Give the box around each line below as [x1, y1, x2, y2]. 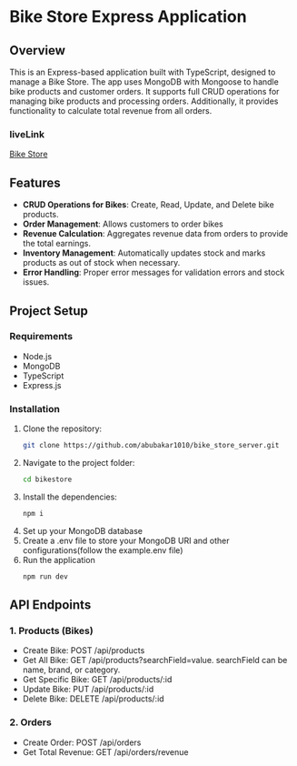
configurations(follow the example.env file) [22, 544, 183, 556]
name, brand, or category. [22, 664, 121, 675]
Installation [9, 402, 61, 415]
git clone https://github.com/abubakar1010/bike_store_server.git [22, 441, 280, 450]
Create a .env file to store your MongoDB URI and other [22, 535, 230, 546]
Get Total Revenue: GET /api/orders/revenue [22, 746, 189, 757]
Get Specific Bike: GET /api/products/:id [22, 674, 173, 685]
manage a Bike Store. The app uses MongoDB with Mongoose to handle [9, 76, 279, 87]
